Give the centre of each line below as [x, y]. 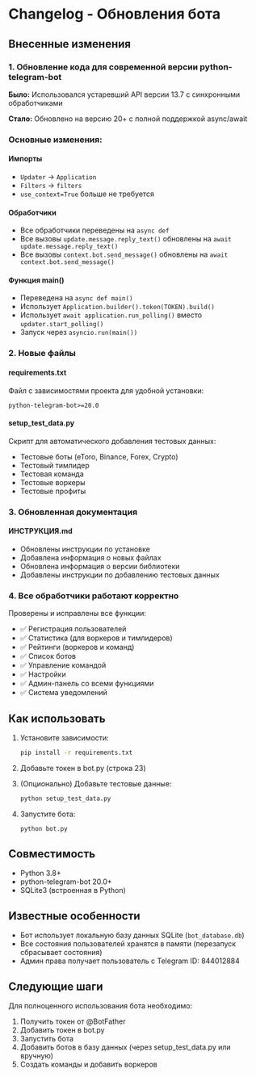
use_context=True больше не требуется [87, 194]
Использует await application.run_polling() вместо [111, 315]
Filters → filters [51, 185]
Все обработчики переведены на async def [94, 230]
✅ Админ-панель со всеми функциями [87, 684]
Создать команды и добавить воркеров [88, 1064]
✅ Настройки [43, 674]
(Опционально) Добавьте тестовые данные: [96, 783]
